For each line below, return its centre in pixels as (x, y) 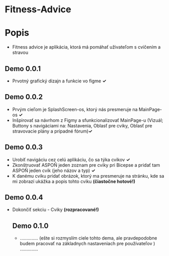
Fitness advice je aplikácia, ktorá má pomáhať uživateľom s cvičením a (86, 47)
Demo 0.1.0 (30, 226)
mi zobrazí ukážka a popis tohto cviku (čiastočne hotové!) (74, 181)
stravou (20, 53)
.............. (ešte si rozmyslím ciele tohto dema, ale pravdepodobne (88, 238)
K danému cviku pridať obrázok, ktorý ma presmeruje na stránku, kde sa (88, 176)
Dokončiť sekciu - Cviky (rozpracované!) (55, 210)
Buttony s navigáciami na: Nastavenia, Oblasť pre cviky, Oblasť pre (82, 125)
